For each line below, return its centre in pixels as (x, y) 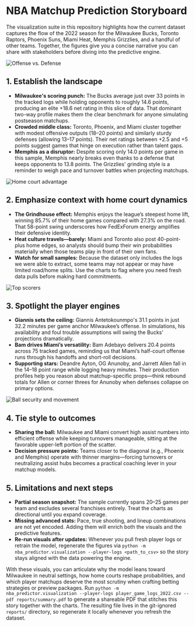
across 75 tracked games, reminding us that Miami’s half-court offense (100, 351)
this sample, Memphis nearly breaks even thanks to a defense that (94, 158)
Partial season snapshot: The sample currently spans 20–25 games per (101, 502)
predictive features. (38, 533)
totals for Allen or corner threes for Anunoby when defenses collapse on (101, 382)
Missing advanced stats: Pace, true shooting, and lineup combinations (100, 521)
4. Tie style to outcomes (51, 418)
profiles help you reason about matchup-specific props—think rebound (100, 376)
